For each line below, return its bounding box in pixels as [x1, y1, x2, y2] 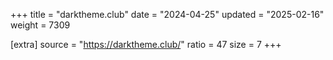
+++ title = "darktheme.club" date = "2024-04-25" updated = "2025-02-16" [10, 9, 325, 20]
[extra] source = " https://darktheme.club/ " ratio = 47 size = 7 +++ [10, 39, 282, 50]
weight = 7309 [10, 19, 71, 31]
